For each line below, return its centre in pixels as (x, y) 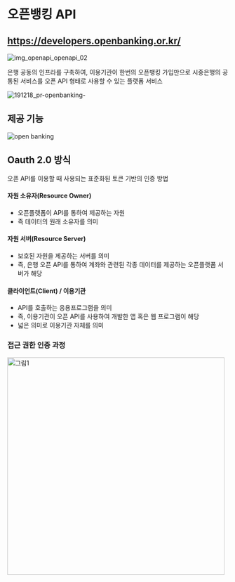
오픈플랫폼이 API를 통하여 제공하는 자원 (71, 212)
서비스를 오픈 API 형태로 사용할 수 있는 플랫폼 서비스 (92, 81)
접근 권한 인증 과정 (36, 345)
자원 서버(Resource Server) (47, 239)
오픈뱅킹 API (42, 14)
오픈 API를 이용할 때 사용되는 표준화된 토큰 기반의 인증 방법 (88, 178)
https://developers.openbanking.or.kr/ (94, 40)
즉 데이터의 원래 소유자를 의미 (58, 221)
